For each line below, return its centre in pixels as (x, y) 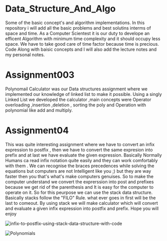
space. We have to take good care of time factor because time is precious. (82, 44)
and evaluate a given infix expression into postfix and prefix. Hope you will (82, 208)
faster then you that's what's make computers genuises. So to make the (79, 176)
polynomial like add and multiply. (39, 110)
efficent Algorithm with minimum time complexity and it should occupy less (83, 39)
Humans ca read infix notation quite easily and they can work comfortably (81, 160)
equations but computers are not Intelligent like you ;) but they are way (78, 171)
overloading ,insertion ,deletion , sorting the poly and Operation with (76, 105)
